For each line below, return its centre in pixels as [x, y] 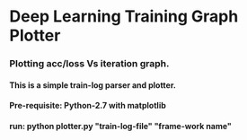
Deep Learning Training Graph [124, 17]
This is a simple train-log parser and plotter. [93, 85]
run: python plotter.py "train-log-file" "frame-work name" [120, 126]
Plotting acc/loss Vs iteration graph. [89, 64]
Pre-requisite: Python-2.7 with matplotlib [88, 106]
